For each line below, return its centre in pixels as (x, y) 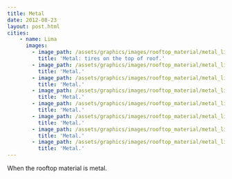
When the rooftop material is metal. (57, 168)
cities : (18, 33)
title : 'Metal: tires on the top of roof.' (101, 59)
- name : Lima (38, 39)
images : (37, 46)
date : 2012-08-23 (32, 20)
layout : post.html (33, 26)
